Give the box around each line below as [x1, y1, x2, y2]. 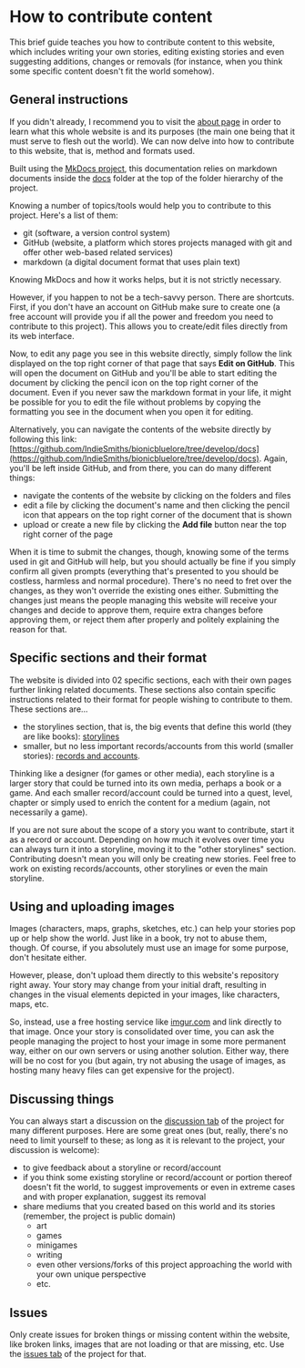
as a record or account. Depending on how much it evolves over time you [9, 834, 285, 845]
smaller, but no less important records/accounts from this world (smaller [22, 740, 294, 751]
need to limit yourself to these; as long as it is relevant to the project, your [9, 1135, 285, 1146]
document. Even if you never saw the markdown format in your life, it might [9, 386, 291, 397]
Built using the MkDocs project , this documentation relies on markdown [9, 162, 278, 174]
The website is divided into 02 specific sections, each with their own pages [9, 674, 292, 685]
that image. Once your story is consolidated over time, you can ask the [9, 1026, 275, 1037]
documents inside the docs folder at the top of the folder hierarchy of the [9, 172, 284, 183]
